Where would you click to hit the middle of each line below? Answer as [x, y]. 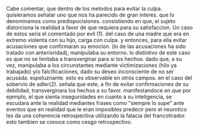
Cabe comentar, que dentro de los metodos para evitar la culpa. [84, 9]
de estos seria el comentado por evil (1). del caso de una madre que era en [98, 34]
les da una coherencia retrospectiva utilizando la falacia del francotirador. [96, 116]
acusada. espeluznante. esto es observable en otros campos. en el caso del [99, 78]
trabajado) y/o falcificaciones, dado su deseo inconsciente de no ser [90, 71]
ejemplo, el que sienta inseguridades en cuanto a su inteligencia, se [89, 97]
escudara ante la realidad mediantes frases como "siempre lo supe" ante [95, 103]
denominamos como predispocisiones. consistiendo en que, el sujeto [91, 21]
